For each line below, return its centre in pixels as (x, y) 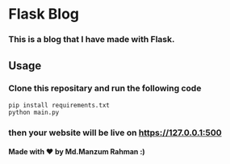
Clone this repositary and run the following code (105, 88)
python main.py (34, 112)
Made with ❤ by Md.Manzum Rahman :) (77, 152)
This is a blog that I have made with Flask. (92, 40)
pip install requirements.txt (59, 105)
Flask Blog (44, 14)
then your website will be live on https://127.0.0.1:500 (115, 132)
